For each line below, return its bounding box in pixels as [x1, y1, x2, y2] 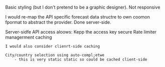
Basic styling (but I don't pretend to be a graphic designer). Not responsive [5, 4, 160, 10]
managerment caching [5, 34, 52, 40]
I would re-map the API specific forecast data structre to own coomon [5, 14, 150, 19]
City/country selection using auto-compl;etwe [5, 52, 105, 57]
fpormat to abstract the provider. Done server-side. [5, 19, 112, 25]
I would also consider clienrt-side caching [5, 44, 100, 49]
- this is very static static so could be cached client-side [14, 57, 147, 62]
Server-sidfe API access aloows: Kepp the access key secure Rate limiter [5, 29, 157, 34]
